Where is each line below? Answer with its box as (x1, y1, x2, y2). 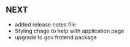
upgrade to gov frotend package (14, 33, 97, 41)
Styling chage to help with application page (14, 27, 124, 34)
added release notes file (14, 20, 76, 28)
